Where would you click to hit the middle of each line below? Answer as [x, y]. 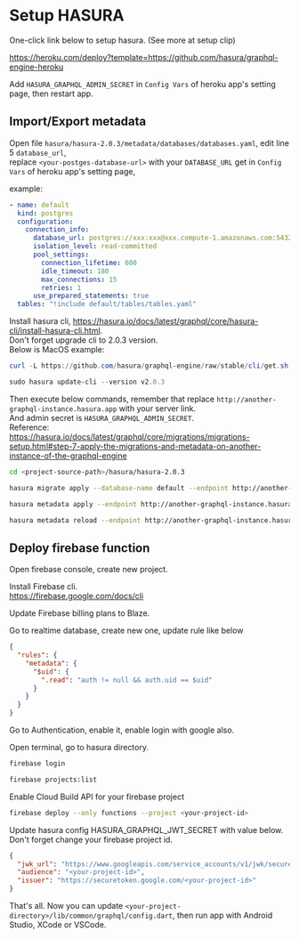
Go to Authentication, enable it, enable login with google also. [122, 730]
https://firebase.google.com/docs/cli [77, 596]
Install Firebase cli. [44, 587]
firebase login [37, 764]
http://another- [247, 400]
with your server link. [158, 408]
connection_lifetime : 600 [89, 263]
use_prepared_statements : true [91, 296]
